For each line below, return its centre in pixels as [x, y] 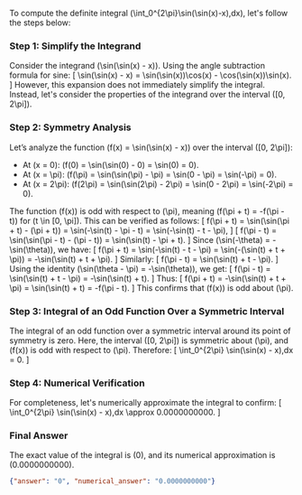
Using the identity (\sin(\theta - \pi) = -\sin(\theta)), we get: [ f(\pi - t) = [140, 268]
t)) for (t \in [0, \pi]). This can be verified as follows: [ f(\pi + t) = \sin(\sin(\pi [150, 220]
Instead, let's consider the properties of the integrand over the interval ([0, [147, 95]
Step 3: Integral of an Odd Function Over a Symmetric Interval [147, 311]
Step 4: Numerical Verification [78, 383]
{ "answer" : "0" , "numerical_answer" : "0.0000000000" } [113, 481]
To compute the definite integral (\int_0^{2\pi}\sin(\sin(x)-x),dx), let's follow [149, 13]
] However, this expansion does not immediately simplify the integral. [137, 85]
